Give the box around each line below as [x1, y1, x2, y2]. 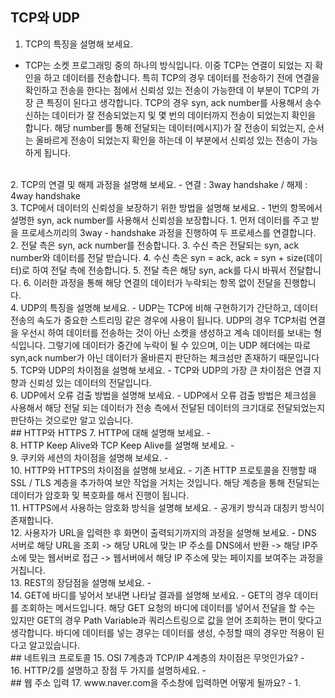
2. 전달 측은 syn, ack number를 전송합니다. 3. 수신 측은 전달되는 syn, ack [10, 239, 300, 251]
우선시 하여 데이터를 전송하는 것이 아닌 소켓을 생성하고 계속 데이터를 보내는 [20, 326, 312, 338]
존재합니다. [10, 514, 54, 526]
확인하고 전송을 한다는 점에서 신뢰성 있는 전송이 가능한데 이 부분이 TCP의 [24, 84, 310, 96]
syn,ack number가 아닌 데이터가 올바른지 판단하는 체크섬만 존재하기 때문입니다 [10, 351, 320, 363]
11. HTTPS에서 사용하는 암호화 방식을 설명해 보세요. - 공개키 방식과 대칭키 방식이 [10, 501, 325, 513]
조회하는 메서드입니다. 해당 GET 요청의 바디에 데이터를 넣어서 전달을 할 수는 [20, 601, 316, 613]
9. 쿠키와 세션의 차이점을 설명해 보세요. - [10, 451, 169, 463]
